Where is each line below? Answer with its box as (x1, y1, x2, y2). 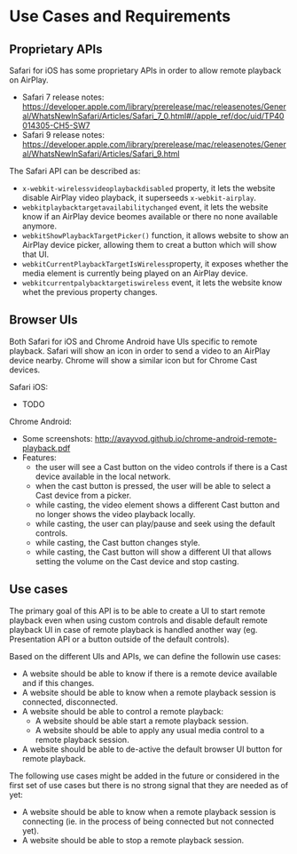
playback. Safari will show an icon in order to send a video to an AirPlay (9, 345, 270, 356)
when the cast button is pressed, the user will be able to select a (35, 480, 271, 491)
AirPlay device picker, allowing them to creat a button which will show (21, 240, 277, 250)
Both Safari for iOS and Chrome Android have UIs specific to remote (9, 336, 258, 347)
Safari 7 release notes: (21, 92, 105, 102)
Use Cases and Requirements (9, 6, 231, 27)
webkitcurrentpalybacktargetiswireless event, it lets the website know (21, 277, 283, 288)
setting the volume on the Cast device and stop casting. (35, 555, 239, 566)
